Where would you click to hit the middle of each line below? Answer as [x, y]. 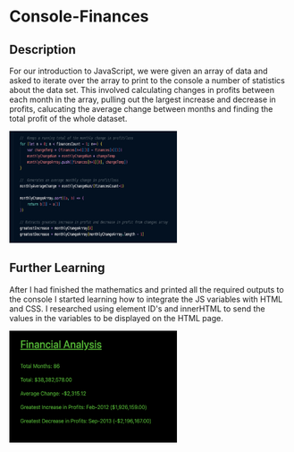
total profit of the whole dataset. [68, 119]
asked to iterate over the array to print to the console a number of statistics [147, 81]
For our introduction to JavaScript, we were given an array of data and [139, 71]
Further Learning [57, 268]
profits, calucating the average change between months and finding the [141, 109]
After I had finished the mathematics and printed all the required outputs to [147, 289]
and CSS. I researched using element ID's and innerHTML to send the [137, 308]
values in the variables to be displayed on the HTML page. [116, 318]
